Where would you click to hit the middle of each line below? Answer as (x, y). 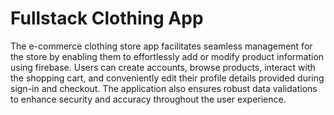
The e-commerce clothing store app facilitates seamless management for (161, 46)
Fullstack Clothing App (107, 18)
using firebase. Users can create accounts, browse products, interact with (163, 67)
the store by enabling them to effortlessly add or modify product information (167, 56)
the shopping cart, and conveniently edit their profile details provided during (167, 78)
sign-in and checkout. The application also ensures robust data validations (164, 88)
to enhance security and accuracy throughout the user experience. (148, 99)
